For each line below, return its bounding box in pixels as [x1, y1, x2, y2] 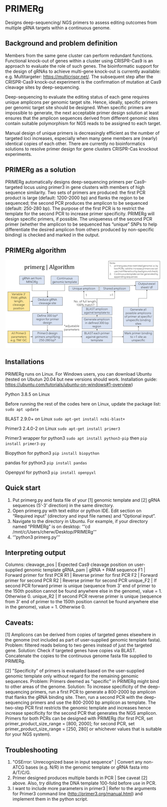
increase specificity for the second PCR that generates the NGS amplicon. [5, 710, 158, 716]
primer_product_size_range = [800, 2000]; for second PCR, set [5, 721, 135, 727]
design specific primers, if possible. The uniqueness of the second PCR [5, 216, 153, 222]
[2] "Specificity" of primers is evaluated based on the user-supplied [5, 668, 145, 674]
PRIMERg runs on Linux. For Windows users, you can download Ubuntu [5, 371, 152, 377]
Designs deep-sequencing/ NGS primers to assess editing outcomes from [5, 19, 157, 25]
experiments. [5, 151, 32, 157]
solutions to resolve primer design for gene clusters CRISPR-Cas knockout [5, 145, 159, 152]
